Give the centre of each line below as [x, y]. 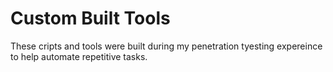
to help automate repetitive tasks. [79, 56]
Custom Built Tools [90, 18]
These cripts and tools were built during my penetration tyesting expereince [166, 46]
